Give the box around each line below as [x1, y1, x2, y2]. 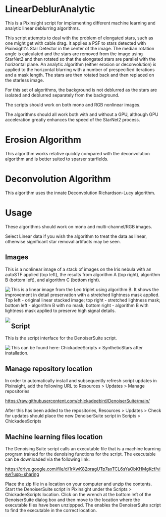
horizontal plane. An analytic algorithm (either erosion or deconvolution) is [5, 61, 157, 67]
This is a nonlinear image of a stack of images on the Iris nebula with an [5, 266, 152, 272]
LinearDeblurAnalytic [5, 3, 95, 15]
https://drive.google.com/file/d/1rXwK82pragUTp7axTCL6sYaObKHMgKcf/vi [5, 466, 161, 472]
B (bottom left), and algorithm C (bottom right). [5, 277, 101, 283]
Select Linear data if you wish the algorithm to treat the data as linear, [5, 233, 147, 239]
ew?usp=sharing [5, 471, 40, 477]
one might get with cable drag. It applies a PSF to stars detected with [5, 40, 146, 46]
